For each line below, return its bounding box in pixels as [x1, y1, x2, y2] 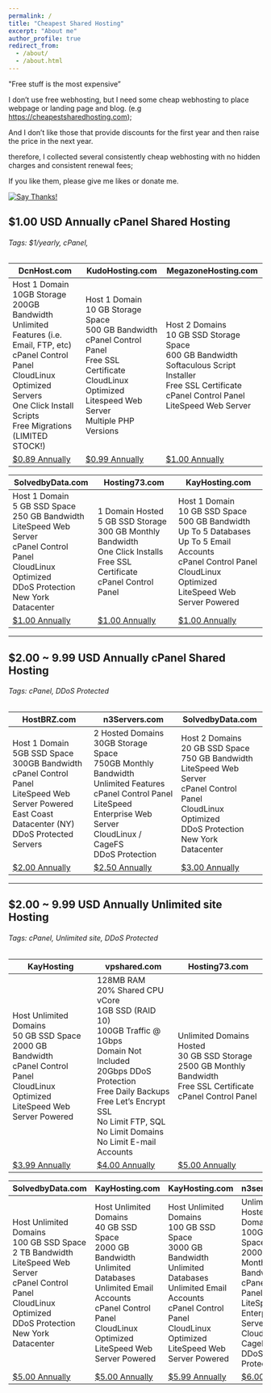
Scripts [12, 410, 40, 421]
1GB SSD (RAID [96, 1004, 156, 1015]
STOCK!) [12, 441, 46, 452]
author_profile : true [8, 34, 81, 43]
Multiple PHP [85, 416, 135, 427]
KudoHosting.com [85, 265, 157, 276]
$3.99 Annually [12, 1159, 71, 1171]
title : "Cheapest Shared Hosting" [8, 19, 125, 27]
